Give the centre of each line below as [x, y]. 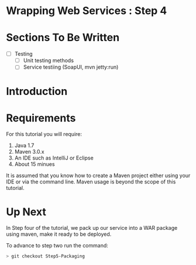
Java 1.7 [24, 145]
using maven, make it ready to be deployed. [59, 234]
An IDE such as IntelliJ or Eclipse [54, 158]
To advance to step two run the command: [57, 246]
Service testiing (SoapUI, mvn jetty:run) [71, 67]
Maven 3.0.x [30, 152]
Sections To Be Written [63, 38]
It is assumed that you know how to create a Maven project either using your [98, 176]
